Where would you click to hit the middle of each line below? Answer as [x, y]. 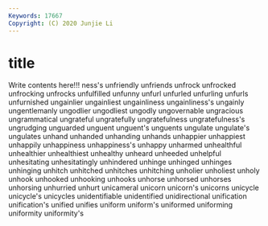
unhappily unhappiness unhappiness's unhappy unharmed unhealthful [125, 145]
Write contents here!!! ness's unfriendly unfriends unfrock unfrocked [122, 85]
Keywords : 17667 [35, 16]
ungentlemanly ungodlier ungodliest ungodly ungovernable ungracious [126, 111]
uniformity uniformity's [46, 213]
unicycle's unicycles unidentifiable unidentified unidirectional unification [128, 196]
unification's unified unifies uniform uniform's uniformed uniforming [121, 205]
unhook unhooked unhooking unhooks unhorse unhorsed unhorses [120, 179]
